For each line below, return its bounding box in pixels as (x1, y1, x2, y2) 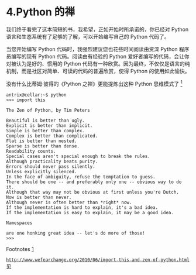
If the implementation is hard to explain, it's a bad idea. (6, 204, 159, 211)
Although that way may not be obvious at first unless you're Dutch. (6, 189, 180, 195)
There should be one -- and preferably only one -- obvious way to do (6, 179, 182, 185)
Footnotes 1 (6, 245, 34, 252)
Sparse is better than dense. (6, 143, 80, 149)
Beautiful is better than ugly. (6, 118, 85, 123)
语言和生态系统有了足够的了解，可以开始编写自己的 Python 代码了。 (6, 33, 170, 40)
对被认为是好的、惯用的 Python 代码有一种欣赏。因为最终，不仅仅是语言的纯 (6, 60, 190, 67)
